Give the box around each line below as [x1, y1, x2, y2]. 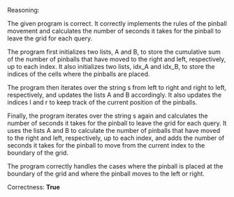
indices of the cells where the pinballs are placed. [7, 70, 150, 78]
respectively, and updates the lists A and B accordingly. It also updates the [7, 90, 222, 99]
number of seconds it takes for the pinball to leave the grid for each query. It [7, 119, 227, 127]
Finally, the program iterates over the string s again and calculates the [7, 111, 208, 120]
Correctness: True [7, 183, 61, 191]
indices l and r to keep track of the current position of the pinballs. [7, 98, 198, 107]
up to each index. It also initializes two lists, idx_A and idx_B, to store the [7, 63, 215, 70]
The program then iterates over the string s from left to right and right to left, [7, 84, 227, 91]
